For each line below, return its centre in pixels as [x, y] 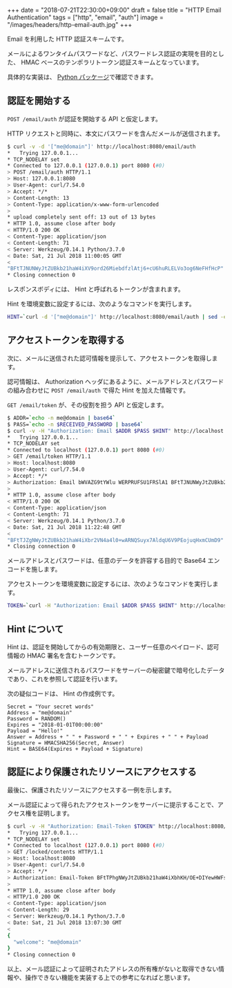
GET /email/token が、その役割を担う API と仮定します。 [87, 404]
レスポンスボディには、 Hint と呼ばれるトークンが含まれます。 [96, 289]
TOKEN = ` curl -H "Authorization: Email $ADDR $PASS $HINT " [92, 606]
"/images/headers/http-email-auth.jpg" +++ [70, 25]
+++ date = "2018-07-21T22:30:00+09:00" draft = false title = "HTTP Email [114, 10]
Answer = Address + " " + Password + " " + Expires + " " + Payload [108, 737]
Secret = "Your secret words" [51, 707]
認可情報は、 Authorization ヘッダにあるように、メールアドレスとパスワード [116, 381]
